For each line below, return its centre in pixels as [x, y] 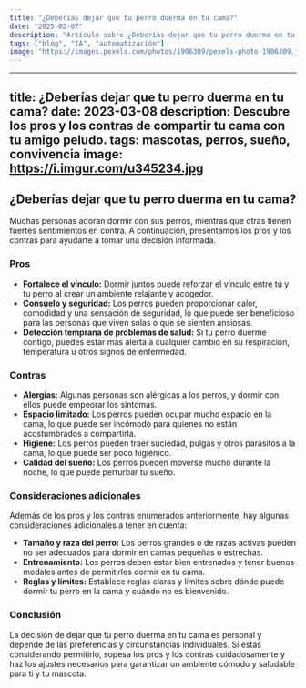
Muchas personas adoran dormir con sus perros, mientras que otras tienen [150, 221]
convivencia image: [66, 154]
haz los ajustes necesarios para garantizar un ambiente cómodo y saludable [153, 663]
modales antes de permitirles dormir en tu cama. [114, 572]
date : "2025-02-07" [46, 26]
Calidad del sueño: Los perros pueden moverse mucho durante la [147, 462]
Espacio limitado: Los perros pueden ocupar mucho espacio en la [147, 414]
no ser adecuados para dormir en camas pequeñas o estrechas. [143, 552]
